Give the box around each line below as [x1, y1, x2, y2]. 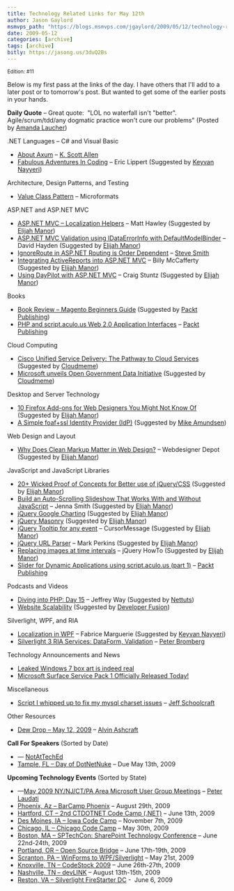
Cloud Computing [7, 340, 58, 349]
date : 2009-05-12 [7, 29, 58, 37]
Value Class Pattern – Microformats [17, 192, 119, 200]
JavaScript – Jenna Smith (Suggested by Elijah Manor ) [17, 502, 174, 510]
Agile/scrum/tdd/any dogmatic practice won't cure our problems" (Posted [7, 116, 219, 124]
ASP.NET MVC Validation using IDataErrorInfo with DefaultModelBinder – [17, 234, 226, 242]
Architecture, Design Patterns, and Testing [7, 178, 129, 187]
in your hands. [7, 95, 49, 103]
